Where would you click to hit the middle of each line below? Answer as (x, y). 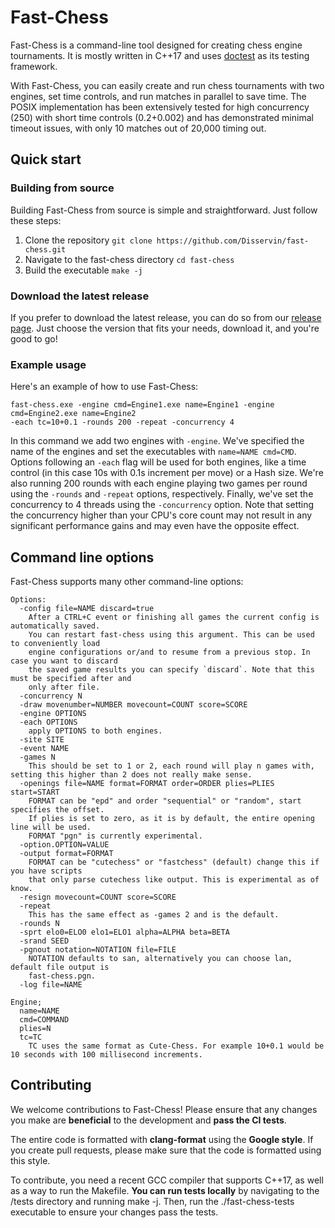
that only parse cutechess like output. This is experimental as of (174, 880)
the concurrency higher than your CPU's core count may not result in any (161, 515)
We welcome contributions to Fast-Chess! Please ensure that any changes (164, 1109)
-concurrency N (51, 696)
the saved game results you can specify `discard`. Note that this (171, 670)
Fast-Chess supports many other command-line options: (127, 582)
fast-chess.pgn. (62, 976)
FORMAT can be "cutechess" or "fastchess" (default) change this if (174, 862)
